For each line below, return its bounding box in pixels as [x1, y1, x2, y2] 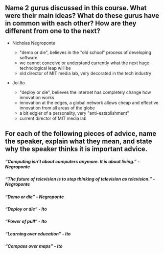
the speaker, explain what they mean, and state [5, 137, 153, 146]
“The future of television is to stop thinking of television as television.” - [5, 176, 155, 182]
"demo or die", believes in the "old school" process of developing [19, 49, 152, 55]
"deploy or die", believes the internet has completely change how [19, 89, 151, 95]
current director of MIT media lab [19, 115, 87, 121]
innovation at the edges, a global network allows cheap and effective [19, 100, 159, 105]
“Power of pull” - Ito [5, 218, 47, 225]
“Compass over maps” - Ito [5, 243, 63, 249]
